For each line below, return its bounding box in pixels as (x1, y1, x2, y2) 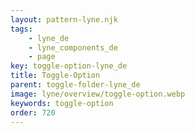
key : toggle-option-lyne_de (10, 61, 128, 71)
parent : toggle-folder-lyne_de (10, 80, 141, 90)
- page (28, 52, 56, 62)
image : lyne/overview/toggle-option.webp (10, 89, 186, 99)
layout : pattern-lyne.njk (10, 14, 118, 25)
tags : (10, 24, 33, 34)
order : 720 (10, 107, 56, 118)
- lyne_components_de (28, 42, 118, 53)
